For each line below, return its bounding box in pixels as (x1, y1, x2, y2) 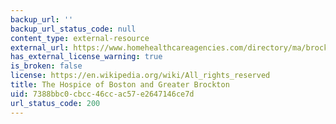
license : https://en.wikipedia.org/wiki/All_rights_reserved (10, 71, 271, 81)
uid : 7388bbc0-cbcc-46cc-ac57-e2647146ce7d (10, 89, 195, 99)
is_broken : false (10, 61, 83, 71)
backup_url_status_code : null (10, 24, 137, 34)
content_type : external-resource (10, 33, 150, 43)
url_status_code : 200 (10, 98, 101, 108)
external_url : (10, 42, 70, 53)
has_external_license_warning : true (10, 52, 163, 62)
